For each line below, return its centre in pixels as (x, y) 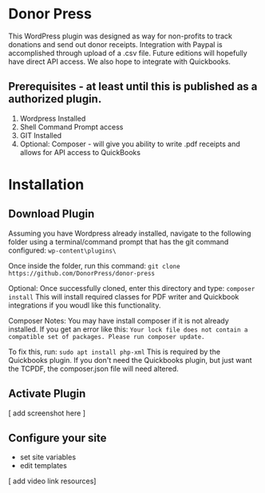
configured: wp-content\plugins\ (62, 250)
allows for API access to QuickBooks (80, 152)
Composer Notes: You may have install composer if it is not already (119, 320)
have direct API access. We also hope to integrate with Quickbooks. (120, 62)
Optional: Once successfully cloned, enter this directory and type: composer (132, 288)
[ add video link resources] (52, 481)
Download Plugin (51, 214)
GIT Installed (41, 135)
